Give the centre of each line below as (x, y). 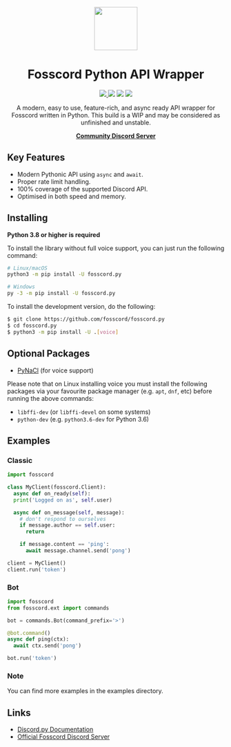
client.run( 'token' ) (37, 569)
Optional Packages (49, 353)
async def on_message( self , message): (69, 512)
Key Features (36, 158)
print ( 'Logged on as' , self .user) (63, 500)
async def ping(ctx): (38, 639)
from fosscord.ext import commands (58, 608)
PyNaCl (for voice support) (55, 370)
